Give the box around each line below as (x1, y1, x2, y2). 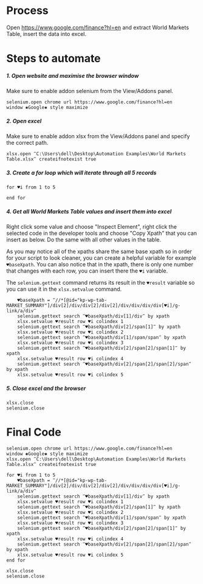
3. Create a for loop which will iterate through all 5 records (6, 169, 157, 176)
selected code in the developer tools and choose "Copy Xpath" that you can (6, 229, 198, 237)
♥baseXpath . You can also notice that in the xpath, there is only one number (6, 261, 193, 268)
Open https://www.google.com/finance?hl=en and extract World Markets (6, 24, 190, 31)
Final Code (6, 425, 62, 439)
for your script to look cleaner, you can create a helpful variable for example (6, 254, 196, 262)
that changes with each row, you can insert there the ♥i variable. (6, 267, 168, 274)
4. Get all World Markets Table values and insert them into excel (6, 207, 172, 215)
